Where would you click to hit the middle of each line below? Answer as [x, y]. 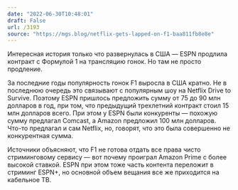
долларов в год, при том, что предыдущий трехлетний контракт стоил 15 [118, 106]
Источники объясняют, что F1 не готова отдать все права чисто [104, 149]
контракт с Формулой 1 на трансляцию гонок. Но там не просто [104, 62]
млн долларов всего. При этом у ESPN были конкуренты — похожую [113, 113]
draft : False [27, 21]
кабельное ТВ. [29, 180]
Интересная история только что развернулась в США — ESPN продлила [118, 54]
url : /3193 [23, 27]
